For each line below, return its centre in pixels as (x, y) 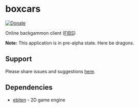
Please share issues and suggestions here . (50, 71)
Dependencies (29, 88)
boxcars (23, 9)
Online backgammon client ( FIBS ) (40, 33)
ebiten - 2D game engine (39, 100)
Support (19, 59)
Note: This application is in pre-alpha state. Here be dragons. (70, 43)
